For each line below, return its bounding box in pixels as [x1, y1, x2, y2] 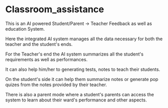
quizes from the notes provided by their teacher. [5, 82, 108, 88]
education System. [5, 25, 45, 32]
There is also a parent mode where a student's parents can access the [5, 91, 154, 97]
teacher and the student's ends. [5, 41, 73, 47]
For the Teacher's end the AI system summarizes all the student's [5, 51, 144, 57]
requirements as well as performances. [5, 56, 88, 62]
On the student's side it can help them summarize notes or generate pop [5, 76, 159, 82]
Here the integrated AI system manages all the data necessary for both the [5, 36, 163, 42]
